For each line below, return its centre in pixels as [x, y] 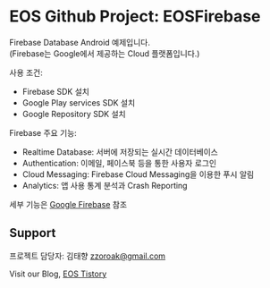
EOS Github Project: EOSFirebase [135, 17]
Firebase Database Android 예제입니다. [80, 42]
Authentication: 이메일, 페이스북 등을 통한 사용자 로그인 [119, 163]
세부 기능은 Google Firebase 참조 [68, 204]
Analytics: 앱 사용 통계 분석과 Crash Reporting [105, 185]
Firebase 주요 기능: [43, 132]
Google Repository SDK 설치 [74, 114]
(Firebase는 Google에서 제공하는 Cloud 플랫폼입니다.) [105, 53]
